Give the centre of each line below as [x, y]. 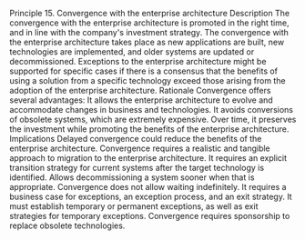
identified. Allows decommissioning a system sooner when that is [132, 177]
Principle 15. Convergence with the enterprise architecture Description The [149, 13]
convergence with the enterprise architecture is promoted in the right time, [149, 23]
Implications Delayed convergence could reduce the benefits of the [136, 139]
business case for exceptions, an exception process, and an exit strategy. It [151, 196]
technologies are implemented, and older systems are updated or [132, 52]
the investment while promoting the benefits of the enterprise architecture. [149, 129]
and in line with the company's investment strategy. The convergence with [149, 32]
